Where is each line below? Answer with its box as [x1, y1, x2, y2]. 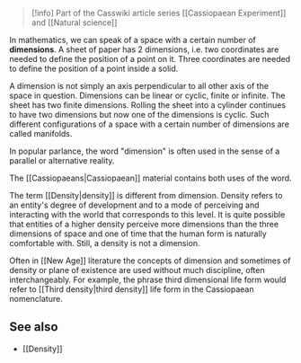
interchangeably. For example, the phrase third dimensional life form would [9, 274, 287, 285]
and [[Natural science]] [31, 17, 118, 28]
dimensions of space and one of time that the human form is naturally [9, 228, 267, 239]
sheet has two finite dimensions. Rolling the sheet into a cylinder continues [9, 100, 286, 111]
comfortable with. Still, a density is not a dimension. [9, 238, 200, 248]
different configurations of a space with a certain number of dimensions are [9, 119, 290, 129]
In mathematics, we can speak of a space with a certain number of [9, 35, 256, 45]
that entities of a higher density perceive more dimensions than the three [9, 219, 279, 229]
